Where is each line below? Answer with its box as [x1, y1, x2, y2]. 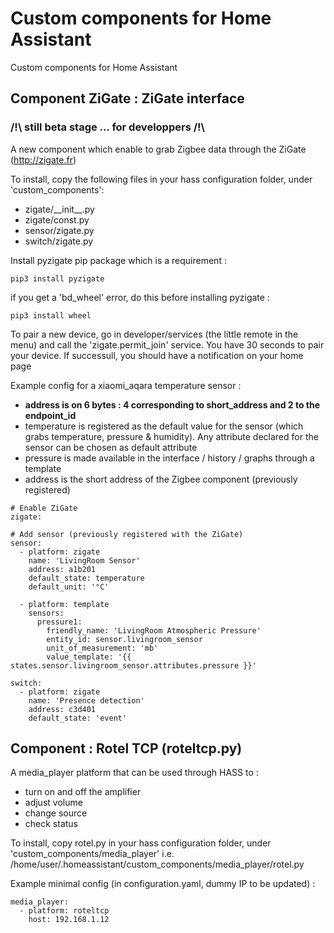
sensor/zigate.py [24, 224, 95, 236]
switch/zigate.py [24, 235, 94, 247]
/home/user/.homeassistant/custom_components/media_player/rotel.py [10, 858, 305, 871]
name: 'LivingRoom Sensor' [28, 555, 141, 566]
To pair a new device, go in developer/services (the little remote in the [10, 328, 299, 340]
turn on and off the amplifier [24, 786, 142, 798]
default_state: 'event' [28, 713, 128, 723]
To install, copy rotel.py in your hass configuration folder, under [10, 837, 272, 849]
